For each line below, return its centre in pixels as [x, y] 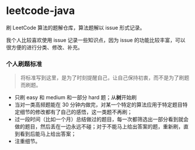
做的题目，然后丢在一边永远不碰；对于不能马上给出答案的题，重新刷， [99, 127]
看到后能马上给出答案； [48, 134]
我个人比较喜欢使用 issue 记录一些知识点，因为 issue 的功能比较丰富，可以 [96, 40]
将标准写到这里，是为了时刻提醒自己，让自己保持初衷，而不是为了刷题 [105, 78]
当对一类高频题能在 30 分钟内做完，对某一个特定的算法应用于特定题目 [98, 105]
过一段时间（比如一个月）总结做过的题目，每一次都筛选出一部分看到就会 [101, 119]
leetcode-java [41, 11]
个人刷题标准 [24, 64]
